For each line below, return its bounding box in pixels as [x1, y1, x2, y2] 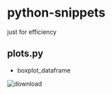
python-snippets [7, 5, 106, 21]
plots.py [7, 48, 43, 59]
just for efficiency [7, 28, 57, 36]
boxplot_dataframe [16, 66, 71, 74]
